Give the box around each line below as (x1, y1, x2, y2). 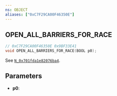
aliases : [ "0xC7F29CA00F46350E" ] (5, 12, 75, 17)
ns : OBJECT (5, 7, 28, 12)
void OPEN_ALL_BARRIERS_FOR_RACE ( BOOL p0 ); (5, 48, 97, 53)
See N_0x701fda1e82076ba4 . (5, 57, 61, 63)
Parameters (5, 72, 42, 80)
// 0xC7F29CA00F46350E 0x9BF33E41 (5, 43, 77, 49)
